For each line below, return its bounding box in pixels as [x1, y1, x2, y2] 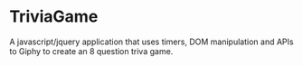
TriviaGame [9, 6, 99, 27]
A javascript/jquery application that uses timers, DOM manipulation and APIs [9, 36, 294, 47]
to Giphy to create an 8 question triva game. [9, 45, 174, 56]
